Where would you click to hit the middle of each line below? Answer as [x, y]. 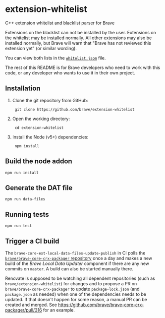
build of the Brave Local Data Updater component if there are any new [77, 263]
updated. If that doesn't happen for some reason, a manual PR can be [76, 299]
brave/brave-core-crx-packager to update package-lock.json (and [72, 289]
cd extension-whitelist [39, 127]
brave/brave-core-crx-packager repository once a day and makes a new [79, 258]
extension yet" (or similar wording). [41, 48]
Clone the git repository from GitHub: [50, 100]
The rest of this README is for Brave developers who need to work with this [82, 67]
